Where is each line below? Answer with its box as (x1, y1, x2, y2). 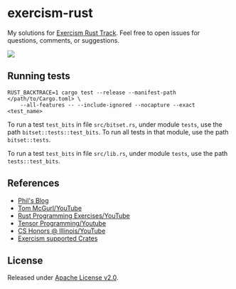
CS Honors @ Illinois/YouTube (17, 226, 106, 235)
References (7, 177, 60, 189)
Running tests (7, 70, 71, 83)
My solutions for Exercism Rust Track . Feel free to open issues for (7, 28, 200, 37)
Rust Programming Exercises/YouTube (17, 211, 130, 220)
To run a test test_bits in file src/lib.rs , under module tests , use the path (7, 149, 228, 157)
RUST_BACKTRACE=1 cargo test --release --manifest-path (7, 89, 176, 96)
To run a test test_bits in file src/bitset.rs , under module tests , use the (7, 120, 222, 129)
